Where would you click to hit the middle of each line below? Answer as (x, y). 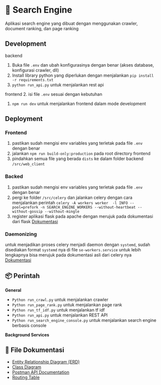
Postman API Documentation (41, 372)
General (13, 290)
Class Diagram (27, 367)
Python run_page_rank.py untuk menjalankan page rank (67, 305)
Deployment (24, 119)
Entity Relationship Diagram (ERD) (46, 362)
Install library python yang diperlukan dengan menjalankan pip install (83, 75)
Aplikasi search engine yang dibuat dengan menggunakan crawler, (71, 23)
